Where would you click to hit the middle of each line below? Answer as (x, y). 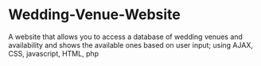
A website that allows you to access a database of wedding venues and (125, 37)
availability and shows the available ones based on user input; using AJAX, (130, 45)
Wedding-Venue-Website (94, 15)
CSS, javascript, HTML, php (54, 53)
